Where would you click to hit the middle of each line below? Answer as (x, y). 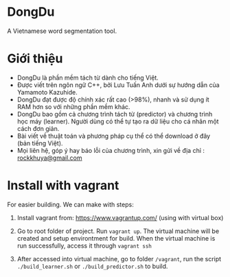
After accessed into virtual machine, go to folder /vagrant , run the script (119, 258)
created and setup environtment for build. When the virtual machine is (116, 238)
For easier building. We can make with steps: (70, 204)
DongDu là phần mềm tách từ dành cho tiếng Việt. (88, 77)
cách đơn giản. (38, 128)
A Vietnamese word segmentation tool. (62, 31)
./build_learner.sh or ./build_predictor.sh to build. (92, 266)
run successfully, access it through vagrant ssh (84, 245)
